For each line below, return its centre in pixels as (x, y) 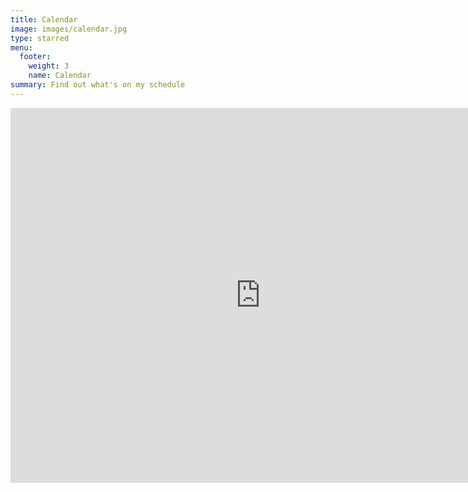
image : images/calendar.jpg (69, 29)
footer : (35, 57)
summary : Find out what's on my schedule (98, 85)
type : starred (40, 38)
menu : (21, 47)
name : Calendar (60, 76)
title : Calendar (44, 19)
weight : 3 (49, 66)
